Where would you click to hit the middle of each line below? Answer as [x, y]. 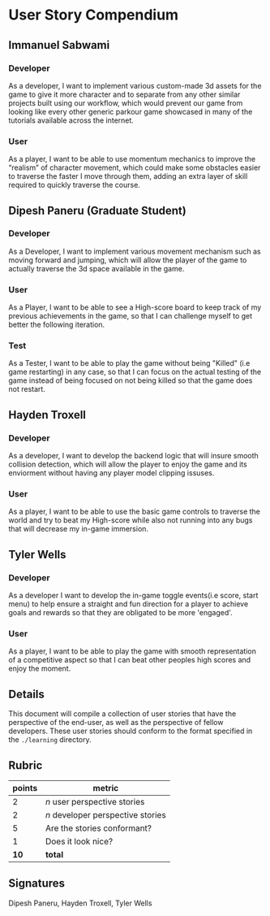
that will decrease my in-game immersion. [78, 529]
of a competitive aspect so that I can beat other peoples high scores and [130, 660]
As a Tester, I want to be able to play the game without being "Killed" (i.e [129, 363]
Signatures [37, 883]
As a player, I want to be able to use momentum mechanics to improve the [132, 159]
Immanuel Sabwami [59, 45]
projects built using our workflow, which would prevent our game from [126, 102]
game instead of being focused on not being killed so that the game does [131, 380]
